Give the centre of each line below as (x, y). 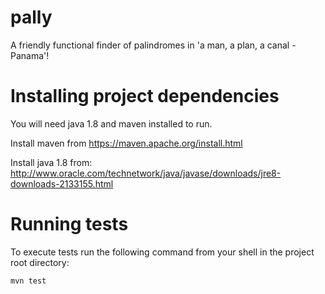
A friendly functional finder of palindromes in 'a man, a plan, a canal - (153, 45)
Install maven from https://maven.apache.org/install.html (126, 143)
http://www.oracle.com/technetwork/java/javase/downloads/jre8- (146, 173)
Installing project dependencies (145, 96)
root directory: (40, 262)
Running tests (69, 224)
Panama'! (30, 55)
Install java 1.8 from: (51, 162)
